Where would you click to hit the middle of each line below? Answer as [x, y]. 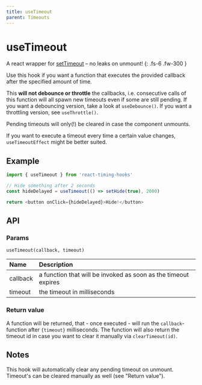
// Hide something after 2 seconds [51, 186]
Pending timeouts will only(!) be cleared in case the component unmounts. [98, 124]
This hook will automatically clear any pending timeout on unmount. [90, 369]
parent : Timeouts [28, 17]
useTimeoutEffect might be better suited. [57, 142]
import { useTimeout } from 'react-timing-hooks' [70, 175]
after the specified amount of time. [49, 82]
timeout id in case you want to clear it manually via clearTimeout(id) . [92, 336]
